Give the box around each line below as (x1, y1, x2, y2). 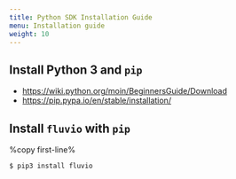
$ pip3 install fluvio (9, 161, 93, 170)
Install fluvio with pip (9, 121, 131, 136)
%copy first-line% (9, 144, 76, 155)
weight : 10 (9, 29, 50, 38)
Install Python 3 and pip (9, 62, 143, 77)
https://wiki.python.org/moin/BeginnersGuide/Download (21, 86, 228, 97)
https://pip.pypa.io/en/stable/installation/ (21, 95, 171, 106)
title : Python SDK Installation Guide (9, 12, 153, 22)
